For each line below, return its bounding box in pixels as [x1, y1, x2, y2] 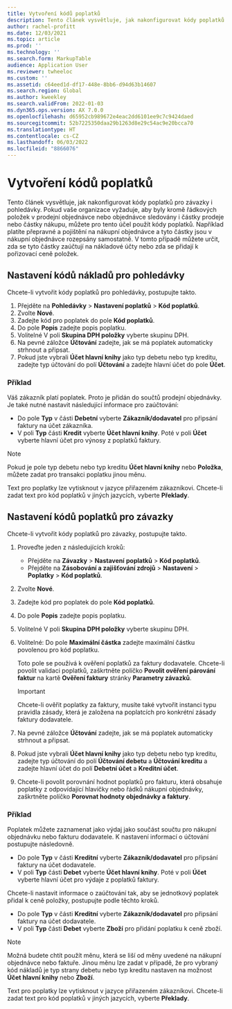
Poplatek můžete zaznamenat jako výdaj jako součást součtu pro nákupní [7, 825, 217, 834]
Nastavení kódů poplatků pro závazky [7, 511, 174, 523]
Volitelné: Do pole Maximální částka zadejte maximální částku [17, 638, 195, 646]
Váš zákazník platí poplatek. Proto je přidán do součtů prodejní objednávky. [7, 393, 222, 402]
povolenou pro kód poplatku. [17, 645, 100, 654]
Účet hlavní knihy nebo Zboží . [7, 974, 95, 982]
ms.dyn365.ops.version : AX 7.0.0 [7, 107, 104, 114]
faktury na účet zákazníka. [17, 422, 93, 430]
